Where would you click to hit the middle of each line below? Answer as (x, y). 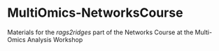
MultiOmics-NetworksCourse (95, 13)
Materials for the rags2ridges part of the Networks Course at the (100, 32)
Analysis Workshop (55, 39)
